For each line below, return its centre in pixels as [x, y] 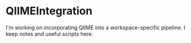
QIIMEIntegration [49, 11]
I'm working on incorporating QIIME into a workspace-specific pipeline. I [95, 27]
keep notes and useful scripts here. [50, 33]
